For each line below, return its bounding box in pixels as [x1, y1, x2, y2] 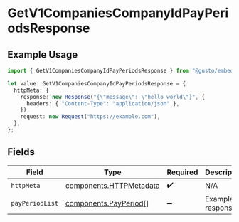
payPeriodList [11, 199, 59, 207]
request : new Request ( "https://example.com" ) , [20, 113, 161, 120]
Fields [7, 146, 36, 158]
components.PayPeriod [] [65, 198, 149, 208]
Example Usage [7, 48, 78, 60]
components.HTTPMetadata [65, 181, 160, 191]
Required [166, 167, 198, 177]
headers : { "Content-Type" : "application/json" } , [26, 100, 180, 107]
